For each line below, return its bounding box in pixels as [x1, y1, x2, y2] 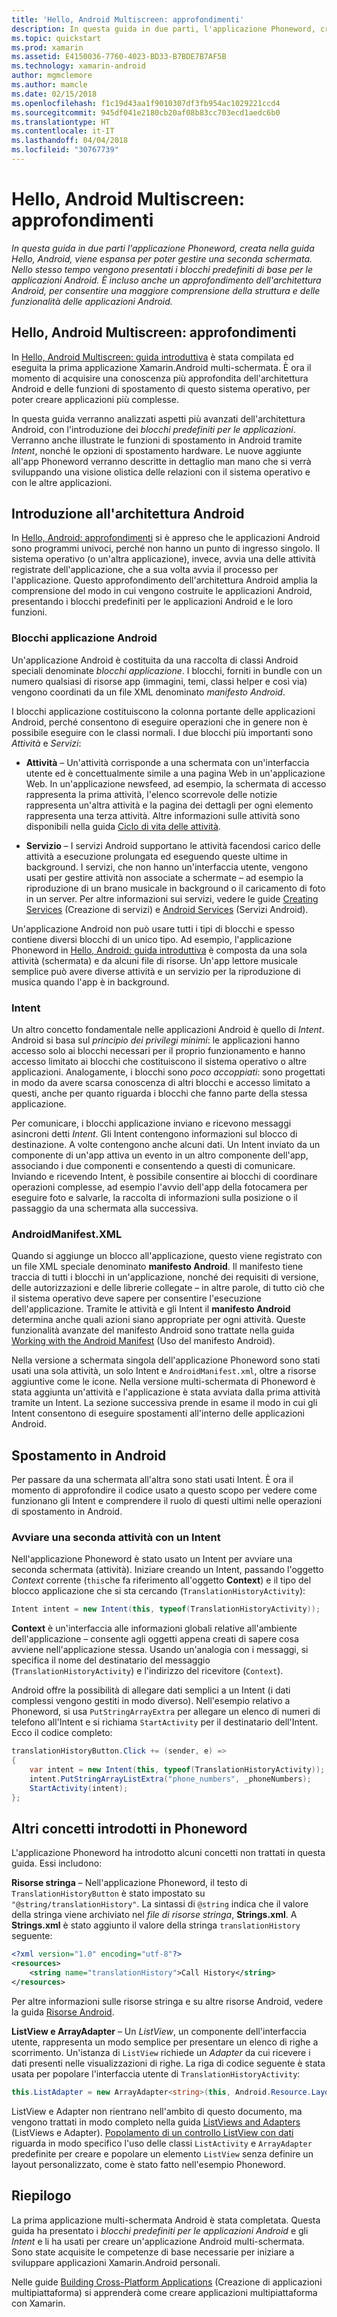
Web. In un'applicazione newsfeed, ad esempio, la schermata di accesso [25, 777, 327, 790]
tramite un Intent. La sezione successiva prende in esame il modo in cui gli [11, 1397, 318, 1409]
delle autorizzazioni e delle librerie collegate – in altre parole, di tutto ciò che [11, 1282, 325, 1294]
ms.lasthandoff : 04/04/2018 [11, 136, 129, 146]
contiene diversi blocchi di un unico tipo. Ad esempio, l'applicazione [11, 933, 293, 945]
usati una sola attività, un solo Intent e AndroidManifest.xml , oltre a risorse [11, 1365, 317, 1377]
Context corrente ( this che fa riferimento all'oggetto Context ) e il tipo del [11, 1574, 312, 1586]
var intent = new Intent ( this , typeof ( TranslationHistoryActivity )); [29, 1765, 326, 1775]
